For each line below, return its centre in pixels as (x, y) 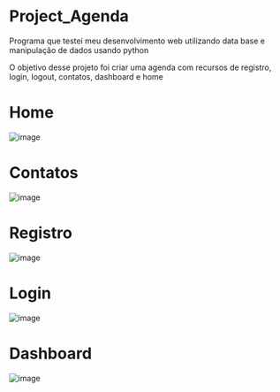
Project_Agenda (69, 16)
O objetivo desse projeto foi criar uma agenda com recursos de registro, (140, 67)
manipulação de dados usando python (79, 50)
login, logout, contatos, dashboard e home (86, 76)
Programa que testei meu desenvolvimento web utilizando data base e (137, 41)
